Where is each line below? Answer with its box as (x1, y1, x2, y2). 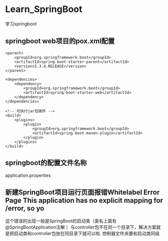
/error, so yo (5, 204, 44, 212)
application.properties (5, 172, 51, 178)
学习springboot (5, 21, 37, 27)
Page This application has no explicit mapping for (5, 196, 163, 204)
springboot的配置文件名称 (5, 159, 87, 167)
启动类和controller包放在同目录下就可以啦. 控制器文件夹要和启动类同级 (14, 230, 160, 236)
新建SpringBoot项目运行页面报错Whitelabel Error (5, 188, 160, 196)
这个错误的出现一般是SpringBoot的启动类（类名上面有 (5, 218, 117, 224)
